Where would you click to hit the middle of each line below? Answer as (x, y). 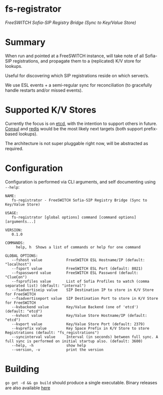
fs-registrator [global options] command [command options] (74, 217)
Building (22, 369)
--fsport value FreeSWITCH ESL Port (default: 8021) (77, 269)
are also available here (28, 388)
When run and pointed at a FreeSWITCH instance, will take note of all (74, 56)
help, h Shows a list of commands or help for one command (78, 247)
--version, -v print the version (58, 350)
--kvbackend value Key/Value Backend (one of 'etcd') (75, 307)
